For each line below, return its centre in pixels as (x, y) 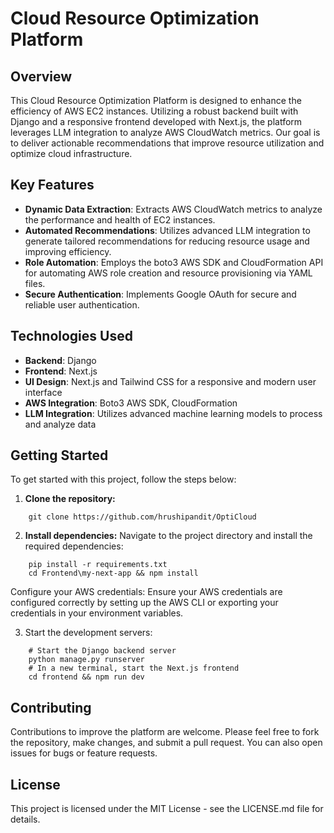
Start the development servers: (88, 633)
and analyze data (60, 424)
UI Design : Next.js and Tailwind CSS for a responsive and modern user (170, 381)
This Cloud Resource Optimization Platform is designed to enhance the (156, 100)
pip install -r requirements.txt (98, 565)
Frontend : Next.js (61, 371)
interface (43, 392)
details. (25, 819)
